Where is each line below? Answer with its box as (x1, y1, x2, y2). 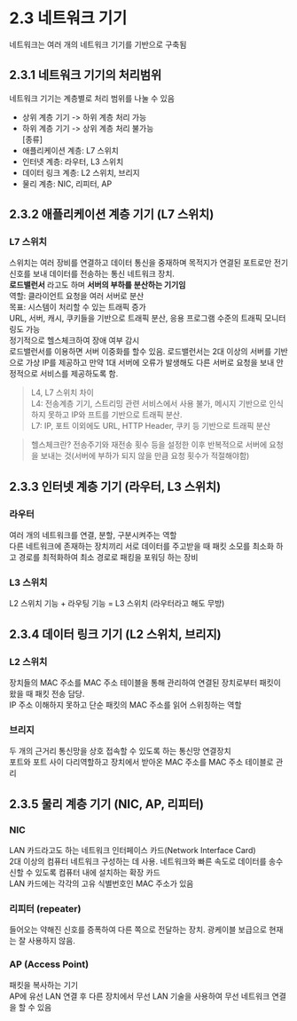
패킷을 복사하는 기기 (9, 979, 78, 990)
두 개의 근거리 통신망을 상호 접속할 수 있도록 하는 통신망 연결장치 (9, 746, 232, 756)
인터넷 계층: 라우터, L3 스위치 (21, 156, 124, 167)
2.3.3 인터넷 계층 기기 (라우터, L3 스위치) (9, 479, 222, 494)
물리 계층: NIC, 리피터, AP (21, 178, 113, 189)
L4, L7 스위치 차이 (30, 387, 95, 398)
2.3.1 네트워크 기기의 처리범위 (9, 67, 162, 83)
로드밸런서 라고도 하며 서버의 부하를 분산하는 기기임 (9, 280, 186, 290)
